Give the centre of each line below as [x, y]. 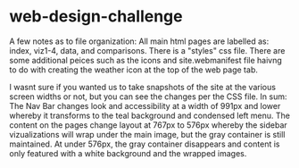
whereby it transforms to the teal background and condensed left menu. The [149, 115]
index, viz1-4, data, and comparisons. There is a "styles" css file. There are [147, 50]
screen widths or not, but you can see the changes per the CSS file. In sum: [148, 97]
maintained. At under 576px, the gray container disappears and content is [145, 144]
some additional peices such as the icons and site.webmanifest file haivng [146, 60]
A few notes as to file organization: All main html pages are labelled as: [139, 41]
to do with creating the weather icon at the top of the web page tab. [134, 70]
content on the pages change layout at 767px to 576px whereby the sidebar [148, 125]
